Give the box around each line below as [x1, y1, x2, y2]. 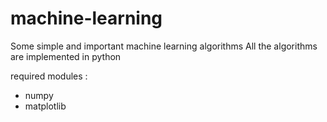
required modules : [10, 70, 88, 82]
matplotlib [24, 100, 67, 112]
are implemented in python [10, 50, 122, 62]
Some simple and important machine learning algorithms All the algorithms [10, 40, 318, 52]
